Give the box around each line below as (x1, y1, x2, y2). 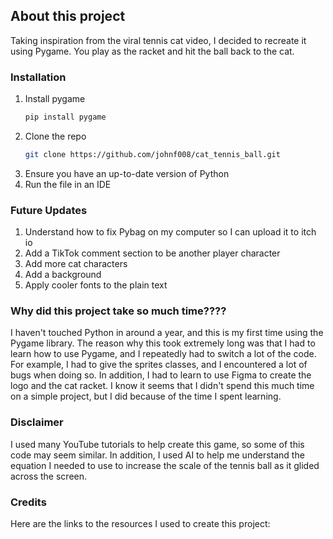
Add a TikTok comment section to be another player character (24, 247, 281, 259)
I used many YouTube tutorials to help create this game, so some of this (10, 438, 305, 450)
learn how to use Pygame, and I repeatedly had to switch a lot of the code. (10, 348, 317, 360)
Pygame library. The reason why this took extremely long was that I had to (10, 337, 316, 349)
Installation (10, 70, 67, 84)
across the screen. (10, 470, 88, 482)
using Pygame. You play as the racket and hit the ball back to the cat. (10, 45, 295, 57)
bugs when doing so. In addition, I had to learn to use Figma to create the (10, 369, 312, 381)
